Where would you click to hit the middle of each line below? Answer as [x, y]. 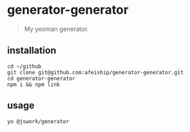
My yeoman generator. [56, 29]
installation [32, 51]
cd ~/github [24, 66]
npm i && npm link [34, 85]
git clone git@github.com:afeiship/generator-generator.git [96, 72]
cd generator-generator [41, 78]
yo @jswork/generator [38, 121]
